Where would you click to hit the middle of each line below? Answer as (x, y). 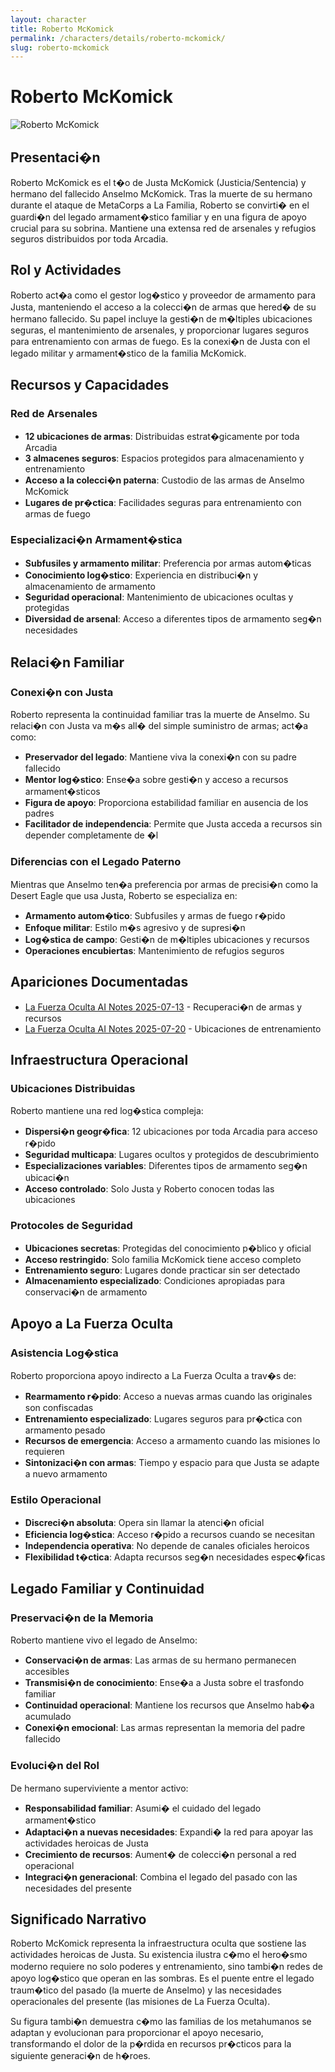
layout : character (48, 19)
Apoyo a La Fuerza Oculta (92, 1323)
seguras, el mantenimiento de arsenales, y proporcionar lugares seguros (160, 330)
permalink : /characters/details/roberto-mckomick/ (118, 38)
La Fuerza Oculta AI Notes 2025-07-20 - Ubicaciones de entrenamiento (173, 1028)
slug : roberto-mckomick (60, 47)
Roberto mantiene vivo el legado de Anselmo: (104, 1640)
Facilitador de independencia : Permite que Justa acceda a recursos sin (173, 824)
